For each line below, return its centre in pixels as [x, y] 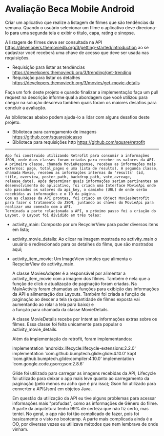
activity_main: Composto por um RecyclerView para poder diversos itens [85, 224]
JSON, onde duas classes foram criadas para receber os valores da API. [81, 160]
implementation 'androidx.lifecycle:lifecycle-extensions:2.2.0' [74, 348]
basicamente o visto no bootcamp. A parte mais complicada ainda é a [82, 419]
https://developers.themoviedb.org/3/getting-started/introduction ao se [77, 47]
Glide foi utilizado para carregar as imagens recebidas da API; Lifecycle [84, 373]
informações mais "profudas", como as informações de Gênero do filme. [85, 403]
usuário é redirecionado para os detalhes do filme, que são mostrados [83, 244]
